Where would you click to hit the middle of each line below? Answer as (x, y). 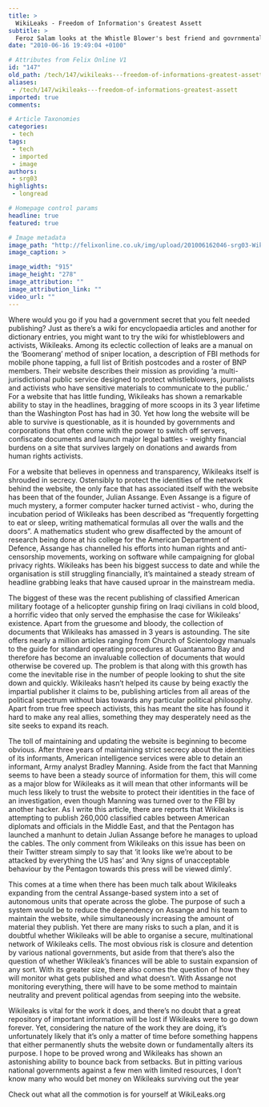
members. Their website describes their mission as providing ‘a (113, 370)
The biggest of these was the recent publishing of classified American (124, 597)
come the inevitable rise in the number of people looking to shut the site (127, 674)
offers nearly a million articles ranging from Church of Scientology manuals (132, 640)
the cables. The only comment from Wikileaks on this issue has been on (127, 843)
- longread (30, 194)
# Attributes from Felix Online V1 (68, 60)
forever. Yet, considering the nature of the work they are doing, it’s (118, 1028)
